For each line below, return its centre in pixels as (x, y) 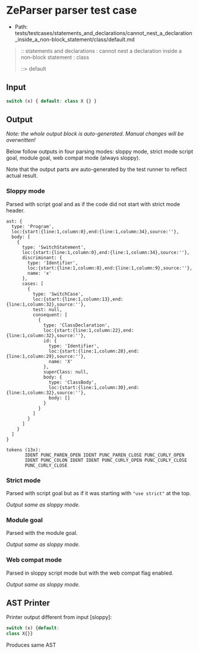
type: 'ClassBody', (72, 382)
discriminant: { (42, 258)
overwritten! (21, 140)
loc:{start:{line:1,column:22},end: (89, 330)
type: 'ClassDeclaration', (77, 325)
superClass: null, (66, 372)
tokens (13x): (24, 450)
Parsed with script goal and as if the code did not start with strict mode (93, 204)
